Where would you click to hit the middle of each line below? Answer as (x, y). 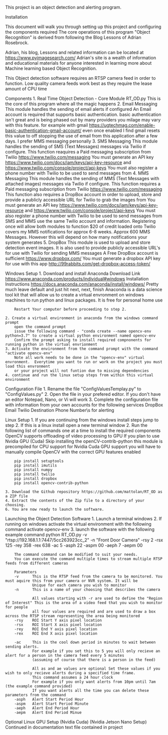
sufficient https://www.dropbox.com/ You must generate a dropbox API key (83, 258)
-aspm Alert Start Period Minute (51, 704)
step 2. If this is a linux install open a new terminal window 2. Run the (76, 425)
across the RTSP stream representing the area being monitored (73, 616)
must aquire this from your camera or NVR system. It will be (71, 581)
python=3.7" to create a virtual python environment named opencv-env (80, 336)
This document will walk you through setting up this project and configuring (83, 27)
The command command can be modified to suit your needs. (76, 554)
